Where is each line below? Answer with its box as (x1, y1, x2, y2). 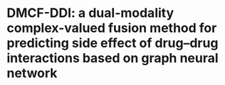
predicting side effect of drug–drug (6, 35, 219, 51)
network (6, 65, 58, 81)
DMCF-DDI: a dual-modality (6, 5, 174, 21)
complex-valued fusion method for (6, 20, 217, 36)
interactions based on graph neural (6, 50, 219, 67)
